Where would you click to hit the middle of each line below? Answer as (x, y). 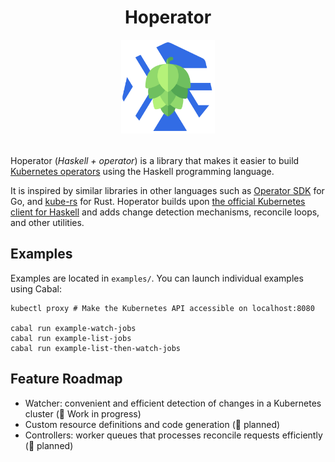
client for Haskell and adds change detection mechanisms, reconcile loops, (165, 212)
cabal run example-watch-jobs (73, 328)
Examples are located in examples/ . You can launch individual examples (157, 278)
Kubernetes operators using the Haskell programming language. (142, 171)
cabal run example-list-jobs (71, 338)
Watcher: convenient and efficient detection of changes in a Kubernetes (173, 403)
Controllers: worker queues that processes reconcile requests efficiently (173, 435)
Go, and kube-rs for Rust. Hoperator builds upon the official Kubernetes (158, 201)
